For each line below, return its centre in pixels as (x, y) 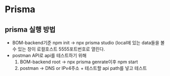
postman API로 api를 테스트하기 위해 (49, 55)
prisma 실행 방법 (30, 29)
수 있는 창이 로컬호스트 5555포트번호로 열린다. (59, 49)
